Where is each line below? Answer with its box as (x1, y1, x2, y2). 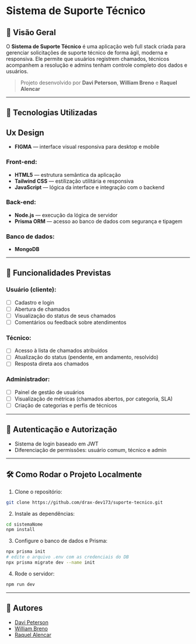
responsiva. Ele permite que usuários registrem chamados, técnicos (6, 56, 170, 62)
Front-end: (6, 158, 37, 166)
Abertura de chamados (14, 306, 70, 313)
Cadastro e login (14, 299, 54, 306)
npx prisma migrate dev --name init (6, 560, 95, 566)
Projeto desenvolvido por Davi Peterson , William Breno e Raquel (20, 79, 177, 86)
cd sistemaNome (6, 521, 43, 527)
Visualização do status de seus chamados (14, 312, 116, 319)
